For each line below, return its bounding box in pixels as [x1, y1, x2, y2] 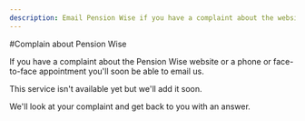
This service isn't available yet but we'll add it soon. [9, 83, 202, 94]
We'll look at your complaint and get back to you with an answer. [9, 101, 251, 112]
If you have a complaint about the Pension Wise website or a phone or [9, 55, 272, 66]
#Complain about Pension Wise [9, 38, 127, 49]
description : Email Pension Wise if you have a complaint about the [9, 13, 274, 23]
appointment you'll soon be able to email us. [39, 66, 204, 76]
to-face [9, 66, 38, 76]
